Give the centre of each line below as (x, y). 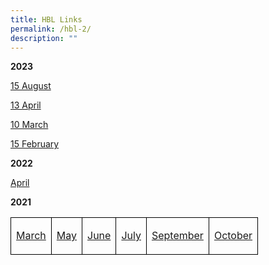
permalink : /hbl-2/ (51, 29)
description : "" (44, 38)
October (233, 236)
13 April (26, 105)
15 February (35, 144)
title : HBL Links (46, 19)
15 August (31, 86)
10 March (29, 125)
